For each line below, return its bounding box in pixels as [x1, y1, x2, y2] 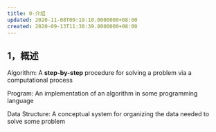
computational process [7, 76, 73, 85]
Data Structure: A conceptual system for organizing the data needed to [7, 110, 210, 118]
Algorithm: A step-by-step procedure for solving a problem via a [7, 69, 192, 77]
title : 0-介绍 [7, 10, 46, 17]
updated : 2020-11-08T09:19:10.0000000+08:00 [7, 16, 138, 23]
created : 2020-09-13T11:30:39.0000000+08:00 [7, 23, 138, 30]
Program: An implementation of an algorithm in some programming [7, 89, 198, 98]
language [7, 97, 34, 105]
